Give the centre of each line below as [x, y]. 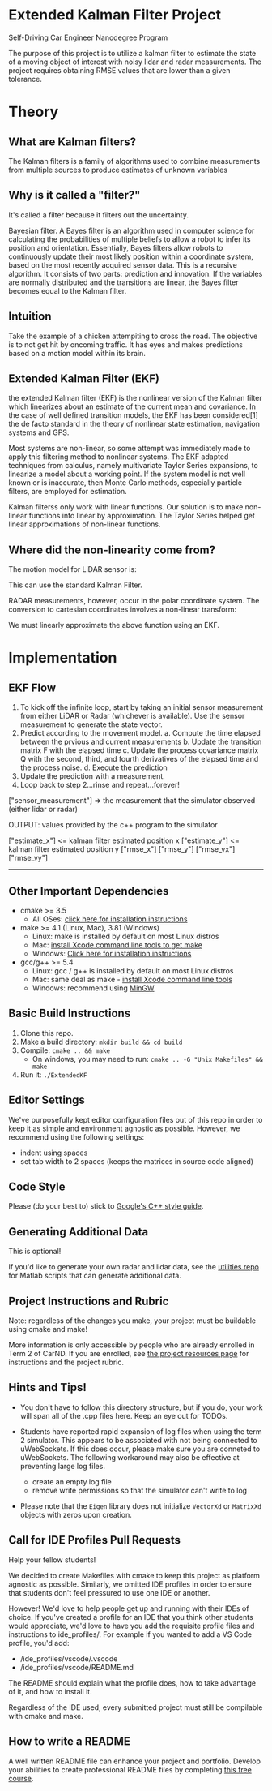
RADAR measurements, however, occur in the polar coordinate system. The [134, 601]
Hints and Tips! [48, 1387]
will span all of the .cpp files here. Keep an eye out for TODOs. [124, 1415]
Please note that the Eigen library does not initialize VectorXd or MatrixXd [140, 1505]
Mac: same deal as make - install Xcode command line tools [132, 979]
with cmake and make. [46, 1716]
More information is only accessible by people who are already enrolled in [132, 1345]
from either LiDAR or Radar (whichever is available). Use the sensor [132, 716]
